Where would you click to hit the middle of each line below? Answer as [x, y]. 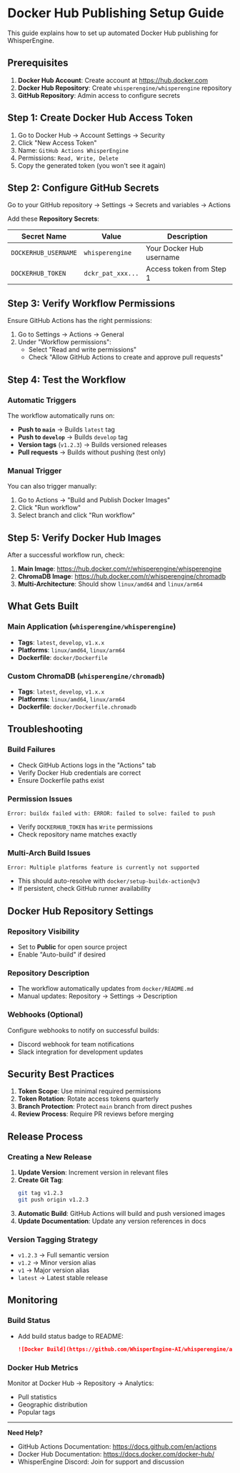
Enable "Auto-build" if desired [61, 954]
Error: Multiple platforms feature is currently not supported [104, 868]
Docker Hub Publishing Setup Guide [116, 13]
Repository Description [49, 973]
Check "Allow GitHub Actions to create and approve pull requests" [126, 357]
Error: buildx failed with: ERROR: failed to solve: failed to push [111, 813]
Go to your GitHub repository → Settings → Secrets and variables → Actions [119, 205]
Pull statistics [37, 1397]
